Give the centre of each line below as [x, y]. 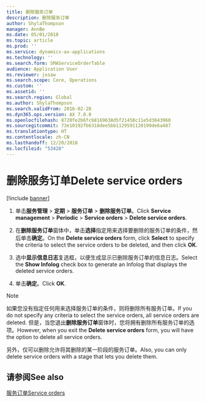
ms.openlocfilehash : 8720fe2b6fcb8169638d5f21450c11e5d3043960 [89, 120]
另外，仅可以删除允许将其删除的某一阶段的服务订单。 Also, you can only [97, 349]
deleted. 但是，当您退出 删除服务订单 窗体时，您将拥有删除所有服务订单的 [98, 322]
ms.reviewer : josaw [31, 75]
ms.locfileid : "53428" [35, 148]
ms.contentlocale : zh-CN [38, 137]
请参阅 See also [35, 377]
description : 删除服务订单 [38, 18]
